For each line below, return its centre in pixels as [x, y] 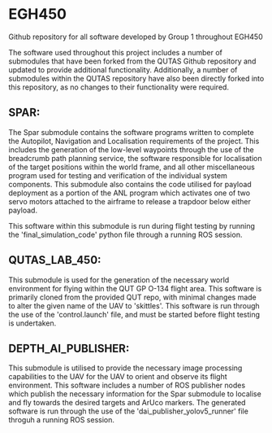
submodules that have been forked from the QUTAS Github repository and [132, 61]
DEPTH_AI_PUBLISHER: [69, 348]
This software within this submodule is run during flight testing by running [132, 225]
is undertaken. [32, 323]
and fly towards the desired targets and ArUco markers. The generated [127, 403]
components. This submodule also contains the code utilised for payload [130, 184]
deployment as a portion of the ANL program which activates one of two [129, 193]
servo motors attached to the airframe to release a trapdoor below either [130, 201]
